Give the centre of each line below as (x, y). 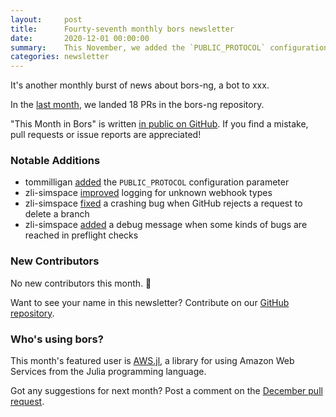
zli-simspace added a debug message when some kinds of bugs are (166, 225)
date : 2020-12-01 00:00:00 (80, 38)
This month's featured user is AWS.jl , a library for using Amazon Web (152, 361)
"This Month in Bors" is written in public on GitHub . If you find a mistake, (159, 124)
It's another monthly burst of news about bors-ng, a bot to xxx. (140, 85)
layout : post (46, 19)
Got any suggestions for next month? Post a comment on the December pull (166, 391)
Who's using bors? (57, 339)
